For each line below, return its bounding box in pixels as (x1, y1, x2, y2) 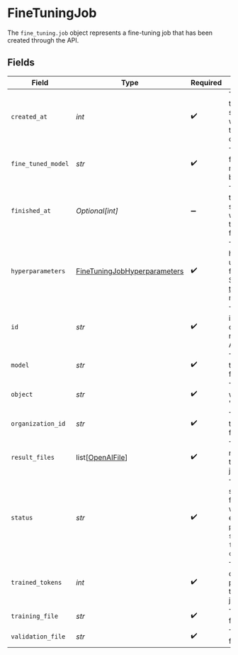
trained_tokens (11, 578, 62, 586)
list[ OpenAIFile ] (75, 452, 128, 462)
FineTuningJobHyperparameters (75, 266, 184, 276)
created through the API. (7, 35, 79, 44)
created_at (11, 112, 47, 121)
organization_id (11, 419, 66, 427)
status (11, 513, 33, 522)
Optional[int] (75, 206, 118, 216)
